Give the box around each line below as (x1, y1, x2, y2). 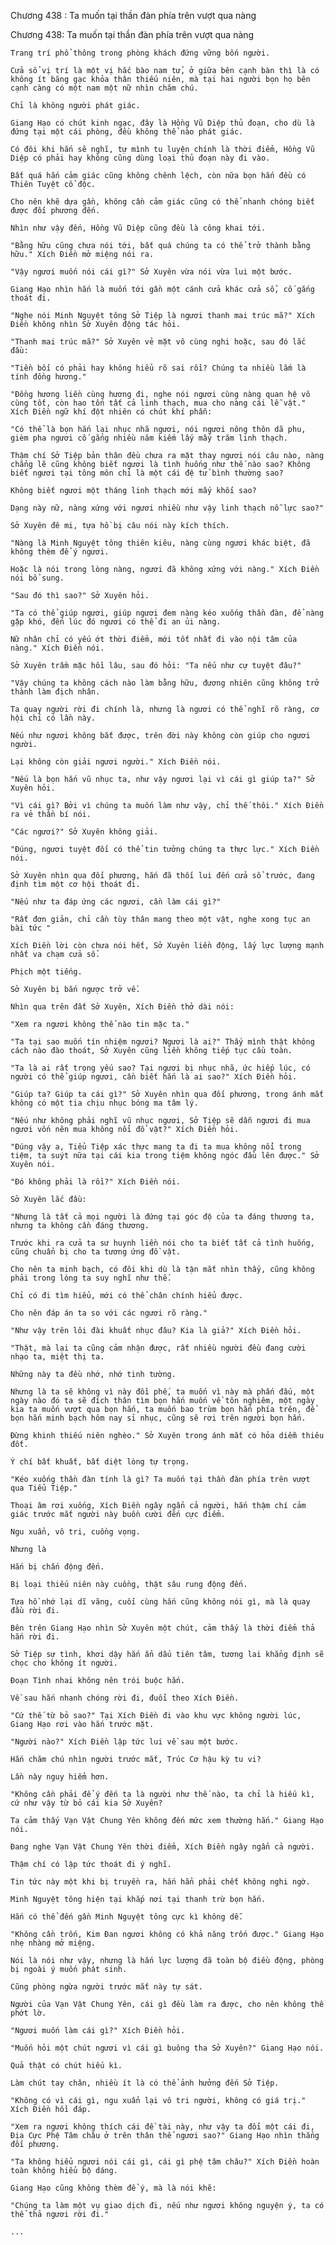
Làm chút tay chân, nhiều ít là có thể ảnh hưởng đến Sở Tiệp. (10, 2078, 280, 2088)
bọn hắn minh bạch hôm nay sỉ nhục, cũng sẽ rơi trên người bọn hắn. (10, 1413, 307, 1423)
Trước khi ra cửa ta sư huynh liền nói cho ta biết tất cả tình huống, (10, 1238, 315, 1248)
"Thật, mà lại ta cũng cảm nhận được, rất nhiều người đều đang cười (10, 1343, 307, 1353)
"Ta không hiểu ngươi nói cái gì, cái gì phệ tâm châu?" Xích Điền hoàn (10, 2157, 320, 2167)
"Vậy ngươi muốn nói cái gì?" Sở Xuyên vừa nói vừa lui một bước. (10, 267, 293, 277)
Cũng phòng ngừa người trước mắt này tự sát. (10, 1982, 203, 1992)
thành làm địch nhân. (10, 687, 101, 697)
